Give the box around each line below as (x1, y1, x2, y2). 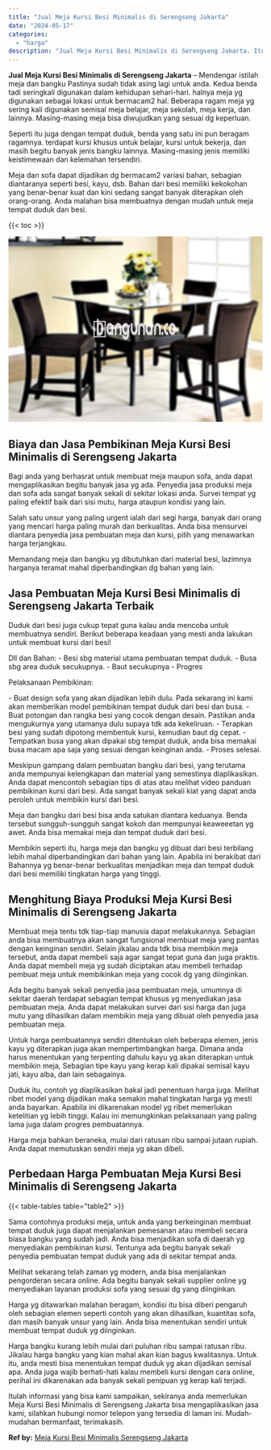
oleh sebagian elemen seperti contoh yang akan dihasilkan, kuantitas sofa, (8, 1308, 256, 1317)
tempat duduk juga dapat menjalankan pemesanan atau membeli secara (8, 1225, 248, 1235)
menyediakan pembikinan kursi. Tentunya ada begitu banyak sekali (8, 1242, 231, 1252)
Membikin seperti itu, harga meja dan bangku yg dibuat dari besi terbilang (8, 843, 254, 853)
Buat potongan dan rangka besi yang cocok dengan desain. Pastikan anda (8, 710, 256, 720)
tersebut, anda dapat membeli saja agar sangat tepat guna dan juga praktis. (8, 952, 260, 962)
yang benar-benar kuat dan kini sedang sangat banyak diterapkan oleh (8, 188, 244, 197)
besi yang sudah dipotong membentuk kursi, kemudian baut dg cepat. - (8, 727, 247, 737)
